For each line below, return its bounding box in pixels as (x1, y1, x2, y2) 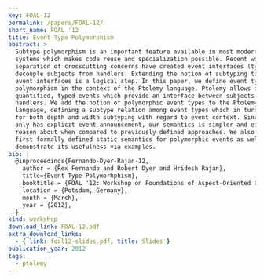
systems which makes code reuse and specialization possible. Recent (15, 56, 247, 64)
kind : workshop (8, 216, 58, 224)
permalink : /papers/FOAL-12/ (8, 19, 104, 27)
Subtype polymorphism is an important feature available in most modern (15, 48, 258, 56)
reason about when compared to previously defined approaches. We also (15, 128, 255, 136)
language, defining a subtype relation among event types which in (15, 107, 241, 115)
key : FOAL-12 (8, 11, 51, 20)
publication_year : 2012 (8, 245, 86, 253)
